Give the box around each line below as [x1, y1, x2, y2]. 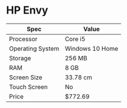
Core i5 [64, 35, 86, 43]
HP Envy [6, 4, 48, 17]
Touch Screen [9, 83, 48, 91]
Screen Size [9, 73, 43, 81]
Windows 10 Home [64, 44, 119, 53]
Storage [9, 54, 31, 62]
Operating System [9, 44, 60, 53]
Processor [9, 35, 38, 43]
